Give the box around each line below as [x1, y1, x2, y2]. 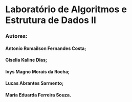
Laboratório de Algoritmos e [5, 4, 127, 15]
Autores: [5, 33, 28, 40]
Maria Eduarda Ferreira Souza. [5, 92, 72, 98]
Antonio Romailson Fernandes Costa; [5, 45, 86, 52]
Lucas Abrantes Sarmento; [5, 80, 64, 86]
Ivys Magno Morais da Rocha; [5, 68, 70, 74]
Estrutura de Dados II [5, 14, 96, 26]
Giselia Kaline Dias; [5, 57, 48, 63]
